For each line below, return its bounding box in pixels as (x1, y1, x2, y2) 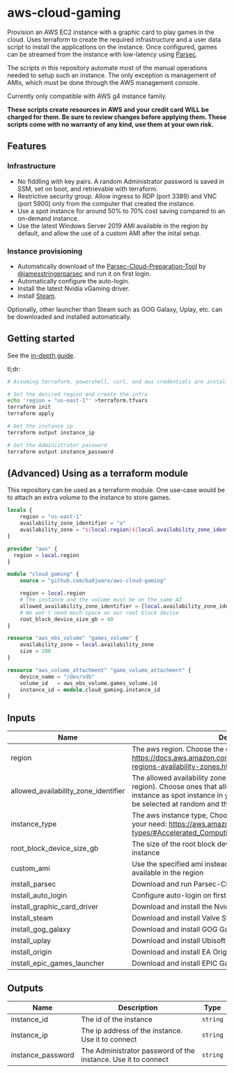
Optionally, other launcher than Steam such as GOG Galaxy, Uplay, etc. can (7, 305, 223, 313)
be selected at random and (132, 799, 220, 809)
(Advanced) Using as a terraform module (7, 468, 189, 479)
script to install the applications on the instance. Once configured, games (7, 42, 217, 51)
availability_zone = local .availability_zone (19, 641, 155, 648)
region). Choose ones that (132, 782, 217, 792)
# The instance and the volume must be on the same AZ (19, 597, 182, 604)
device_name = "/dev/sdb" (19, 673, 95, 680)
